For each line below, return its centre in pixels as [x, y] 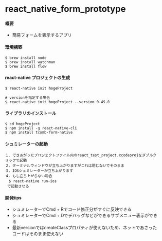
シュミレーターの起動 [26, 144]
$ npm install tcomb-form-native [39, 132]
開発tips [13, 198]
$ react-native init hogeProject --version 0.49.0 [57, 102]
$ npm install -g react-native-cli [41, 128]
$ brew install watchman [30, 62]
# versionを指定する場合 [27, 98]
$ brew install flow [26, 66]
